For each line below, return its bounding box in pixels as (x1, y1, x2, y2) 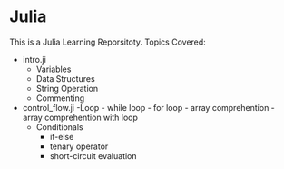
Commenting (35, 93, 85, 104)
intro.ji (22, 54, 47, 65)
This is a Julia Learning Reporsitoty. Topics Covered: (9, 36, 206, 47)
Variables (35, 64, 72, 75)
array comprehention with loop (22, 112, 138, 123)
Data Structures (35, 73, 95, 84)
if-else (49, 131, 74, 142)
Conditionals (35, 121, 83, 133)
